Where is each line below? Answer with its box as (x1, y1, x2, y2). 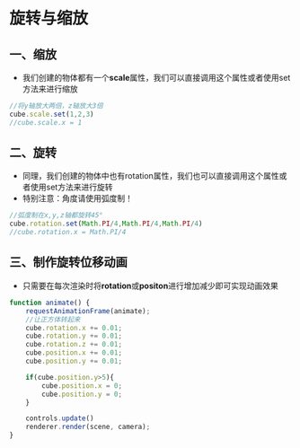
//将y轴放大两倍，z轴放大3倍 (9, 101, 103, 110)
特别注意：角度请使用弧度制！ (22, 193, 133, 204)
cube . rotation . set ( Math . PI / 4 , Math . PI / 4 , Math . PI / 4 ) (9, 219, 203, 229)
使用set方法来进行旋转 (30, 181, 113, 193)
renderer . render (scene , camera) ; (25, 423, 151, 432)
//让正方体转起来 (25, 315, 81, 324)
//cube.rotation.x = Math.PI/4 (9, 228, 127, 237)
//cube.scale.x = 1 (9, 118, 83, 127)
